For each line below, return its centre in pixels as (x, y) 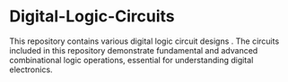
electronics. (31, 70)
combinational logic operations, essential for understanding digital (131, 60)
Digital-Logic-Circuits (92, 16)
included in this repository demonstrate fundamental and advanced (134, 50)
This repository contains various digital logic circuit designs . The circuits (144, 41)
